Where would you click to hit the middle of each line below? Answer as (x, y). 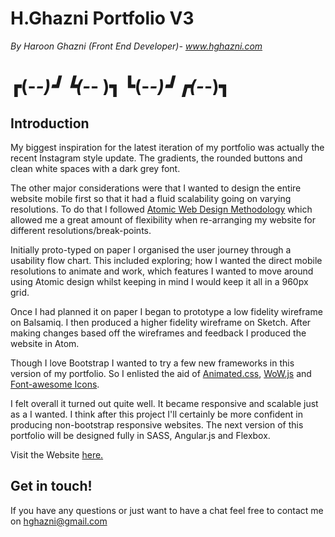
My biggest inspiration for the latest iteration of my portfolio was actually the (167, 147)
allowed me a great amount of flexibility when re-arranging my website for (163, 219)
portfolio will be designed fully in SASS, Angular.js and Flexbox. (140, 435)
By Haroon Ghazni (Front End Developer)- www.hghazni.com (136, 46)
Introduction (50, 123)
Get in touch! (51, 486)
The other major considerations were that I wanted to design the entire (156, 188)
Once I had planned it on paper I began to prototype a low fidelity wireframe (166, 311)
